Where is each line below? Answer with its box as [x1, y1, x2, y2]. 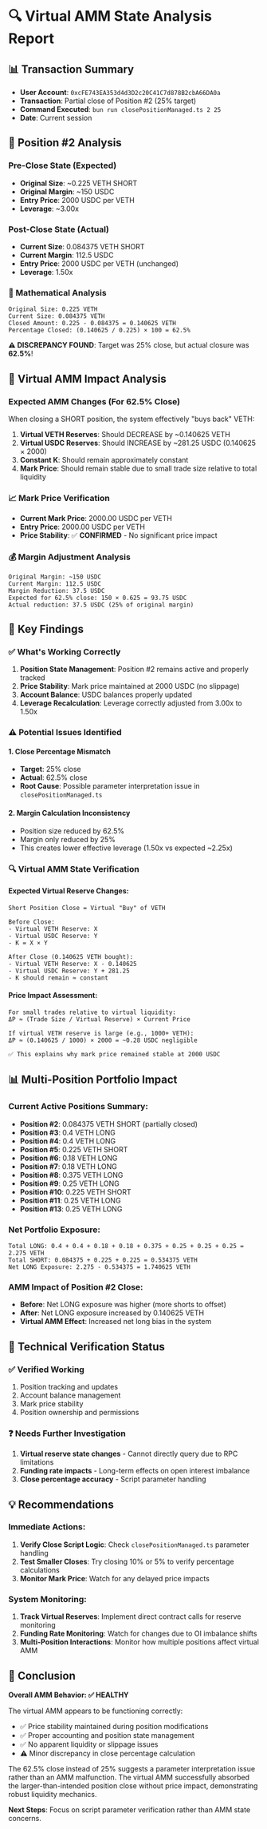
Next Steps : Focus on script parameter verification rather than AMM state [8, 1804, 251, 1815]
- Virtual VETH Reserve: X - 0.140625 [8, 960, 137, 968]
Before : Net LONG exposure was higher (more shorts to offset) [19, 1300, 227, 1310]
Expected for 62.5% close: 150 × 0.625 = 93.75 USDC [8, 594, 187, 602]
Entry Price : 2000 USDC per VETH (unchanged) [19, 258, 179, 268]
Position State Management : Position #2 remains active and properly [19, 665, 249, 674]
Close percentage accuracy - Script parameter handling [19, 1474, 206, 1484]
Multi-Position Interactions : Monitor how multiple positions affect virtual [19, 1637, 259, 1647]
